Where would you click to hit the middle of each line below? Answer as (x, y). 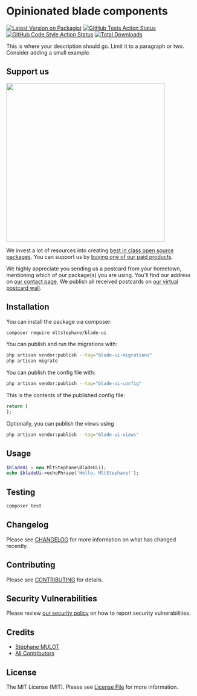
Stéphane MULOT (37, 647)
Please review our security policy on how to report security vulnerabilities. (98, 613)
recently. (17, 546)
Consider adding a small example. (48, 52)
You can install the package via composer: (59, 321)
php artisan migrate (32, 361)
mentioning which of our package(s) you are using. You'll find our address (98, 275)
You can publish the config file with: (51, 373)
